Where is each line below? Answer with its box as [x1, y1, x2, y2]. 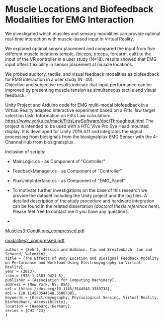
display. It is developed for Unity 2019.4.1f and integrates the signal [5, 128, 142, 134]
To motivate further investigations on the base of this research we [12, 187, 148, 193]
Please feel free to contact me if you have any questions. [12, 208, 129, 214]
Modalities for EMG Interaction [5, 14, 134, 25]
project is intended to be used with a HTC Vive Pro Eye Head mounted [5, 123, 149, 129]
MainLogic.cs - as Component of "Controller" [12, 158, 105, 164]
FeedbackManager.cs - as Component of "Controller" [12, 168, 123, 174]
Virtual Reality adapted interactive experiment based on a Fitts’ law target [5, 107, 156, 113]
